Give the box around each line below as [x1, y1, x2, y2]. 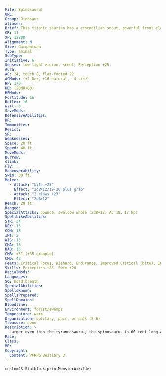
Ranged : [5, 205, 21, 211]
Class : [5, 339, 19, 344]
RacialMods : [5, 269, 30, 275]
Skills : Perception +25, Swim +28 [5, 265, 77, 270]
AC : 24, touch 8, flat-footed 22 [5, 72, 74, 77]
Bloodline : [5, 302, 28, 307]
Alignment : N [5, 40, 32, 45]
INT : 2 [5, 233, 19, 238]
